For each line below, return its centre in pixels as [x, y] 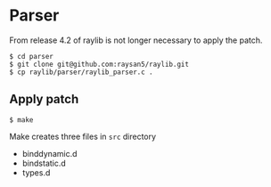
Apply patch [44, 99]
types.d [36, 172]
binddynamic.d [49, 153]
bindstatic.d [44, 163]
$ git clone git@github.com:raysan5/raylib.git [99, 64]
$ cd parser [31, 56]
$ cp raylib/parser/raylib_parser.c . [81, 72]
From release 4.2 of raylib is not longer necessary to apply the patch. [136, 40]
